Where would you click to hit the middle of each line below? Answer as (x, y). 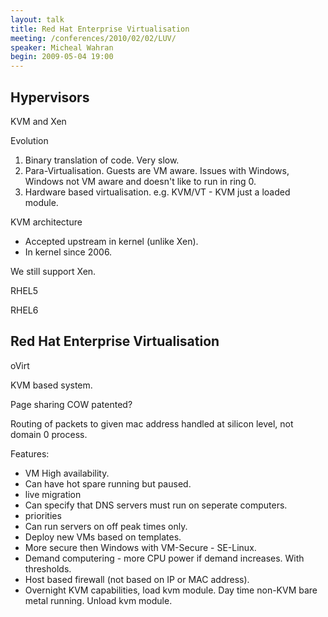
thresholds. (48, 568)
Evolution (29, 140)
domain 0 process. (49, 434)
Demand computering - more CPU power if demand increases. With (164, 558)
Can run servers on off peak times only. (106, 526)
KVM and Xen (38, 121)
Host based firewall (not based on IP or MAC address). (137, 579)
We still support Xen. (53, 271)
